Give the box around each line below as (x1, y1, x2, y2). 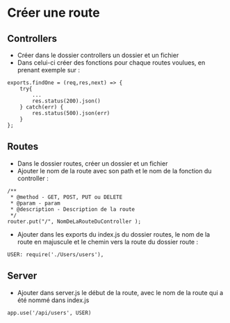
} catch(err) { (19, 104, 64, 111)
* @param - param (10, 200, 60, 207)
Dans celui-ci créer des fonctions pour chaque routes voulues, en (17, 58, 206, 67)
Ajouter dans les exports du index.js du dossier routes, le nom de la (17, 230, 211, 238)
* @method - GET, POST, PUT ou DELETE (10, 194, 123, 200)
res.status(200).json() (32, 97, 101, 104)
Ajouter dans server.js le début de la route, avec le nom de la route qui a (17, 288, 224, 297)
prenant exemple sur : (17, 66, 81, 74)
